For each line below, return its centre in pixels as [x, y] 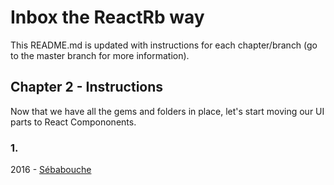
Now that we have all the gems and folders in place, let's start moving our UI [167, 111]
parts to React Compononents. [73, 122]
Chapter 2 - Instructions [87, 87]
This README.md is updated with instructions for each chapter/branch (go [164, 45]
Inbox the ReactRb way [107, 17]
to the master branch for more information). [100, 55]
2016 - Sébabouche [51, 170]
